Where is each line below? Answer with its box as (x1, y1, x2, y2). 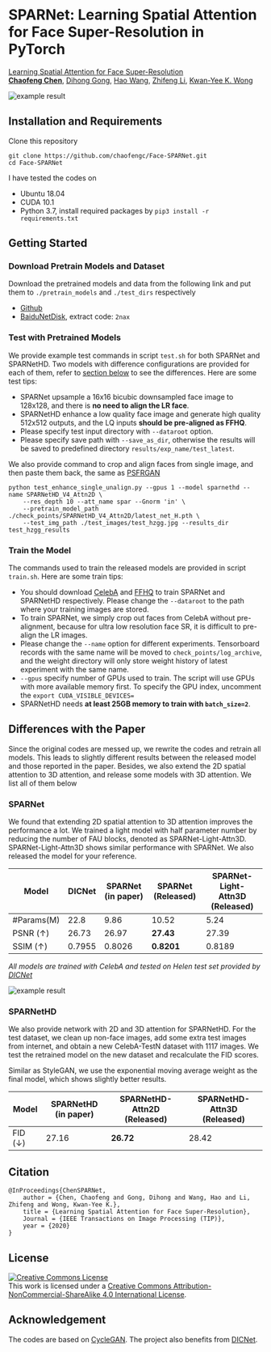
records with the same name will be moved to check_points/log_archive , (19, 647, 262, 657)
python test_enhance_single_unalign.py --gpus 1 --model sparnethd (8, 483, 240, 491)
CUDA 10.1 (19, 197, 55, 207)
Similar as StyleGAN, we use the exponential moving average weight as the (8, 1066, 258, 1075)
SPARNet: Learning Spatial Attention (8, 6, 257, 24)
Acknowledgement (8, 1313, 106, 1327)
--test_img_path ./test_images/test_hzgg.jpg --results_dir (23, 519, 229, 527)
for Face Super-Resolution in (8, 23, 205, 41)
